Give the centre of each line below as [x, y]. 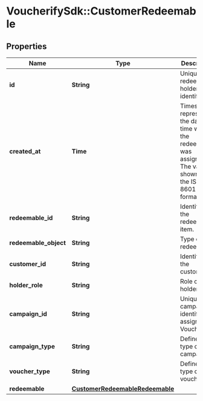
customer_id [28, 264]
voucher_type [30, 371]
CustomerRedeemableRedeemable [123, 389]
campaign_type [32, 346]
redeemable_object [38, 243]
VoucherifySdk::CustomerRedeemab [101, 11]
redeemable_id [31, 218]
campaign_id [28, 314]
